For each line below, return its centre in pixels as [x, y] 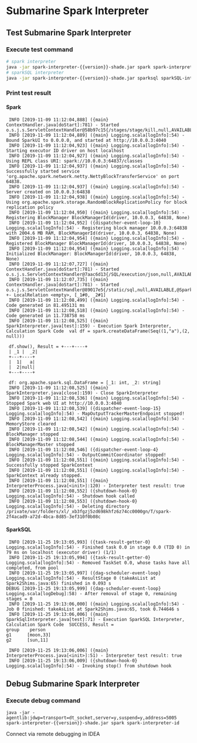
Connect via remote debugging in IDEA [53, 734]
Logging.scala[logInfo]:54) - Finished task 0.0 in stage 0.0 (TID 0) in [98, 547]
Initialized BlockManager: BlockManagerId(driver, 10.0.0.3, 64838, [91, 254]
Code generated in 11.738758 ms [45, 316]
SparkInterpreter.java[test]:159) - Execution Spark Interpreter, [89, 326]
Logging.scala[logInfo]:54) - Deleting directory [68, 506]
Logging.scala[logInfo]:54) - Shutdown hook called [70, 496]
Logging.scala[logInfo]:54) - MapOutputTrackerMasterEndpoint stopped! [95, 414]
